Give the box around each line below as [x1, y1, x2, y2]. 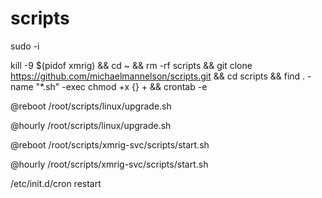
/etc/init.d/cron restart [10, 177, 102, 189]
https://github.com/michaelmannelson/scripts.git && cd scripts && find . [10, 70, 306, 82]
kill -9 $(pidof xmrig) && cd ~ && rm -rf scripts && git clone [10, 59, 253, 71]
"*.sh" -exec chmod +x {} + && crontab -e [35, 80, 208, 92]
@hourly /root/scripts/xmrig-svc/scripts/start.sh [10, 158, 209, 170]
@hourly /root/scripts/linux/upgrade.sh [10, 119, 172, 131]
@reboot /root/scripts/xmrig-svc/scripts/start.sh [10, 138, 210, 151]
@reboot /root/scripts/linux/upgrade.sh [10, 100, 172, 112]
